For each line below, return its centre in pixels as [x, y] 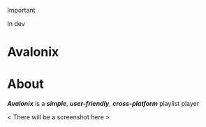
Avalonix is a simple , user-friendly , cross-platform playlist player [103, 104]
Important [21, 10]
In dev [16, 24]
